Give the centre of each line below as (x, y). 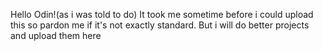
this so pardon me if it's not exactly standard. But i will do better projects (160, 25)
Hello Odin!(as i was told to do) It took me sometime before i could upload (162, 14)
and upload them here (56, 35)
